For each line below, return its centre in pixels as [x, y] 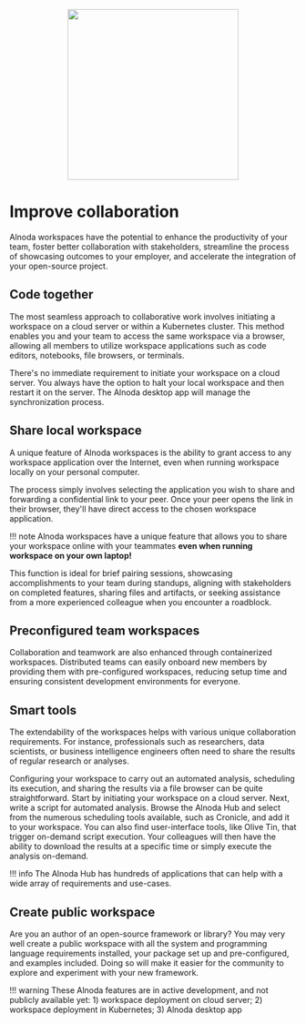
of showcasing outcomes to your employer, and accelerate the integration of [153, 256]
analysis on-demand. [49, 857]
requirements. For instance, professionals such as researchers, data [137, 742]
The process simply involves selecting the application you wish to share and [153, 489]
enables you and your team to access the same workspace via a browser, [147, 336]
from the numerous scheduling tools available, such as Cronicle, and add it [149, 817]
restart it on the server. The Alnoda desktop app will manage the [130, 392]
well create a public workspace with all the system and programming [138, 943]
